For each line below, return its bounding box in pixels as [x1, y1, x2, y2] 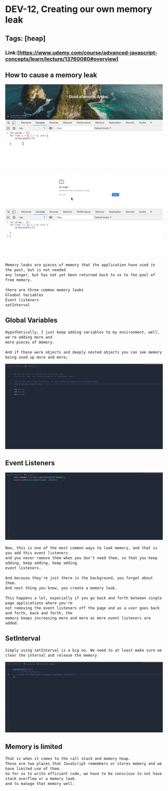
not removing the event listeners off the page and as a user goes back [5, 605, 160, 611]
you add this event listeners [5, 550, 68, 556]
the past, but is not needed [5, 267, 66, 273]
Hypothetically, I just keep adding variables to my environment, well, [5, 330, 160, 335]
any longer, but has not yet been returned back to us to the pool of [5, 272, 155, 278]
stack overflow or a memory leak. [5, 776, 77, 781]
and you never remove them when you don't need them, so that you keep [5, 555, 157, 561]
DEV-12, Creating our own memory [5, 4, 152, 15]
